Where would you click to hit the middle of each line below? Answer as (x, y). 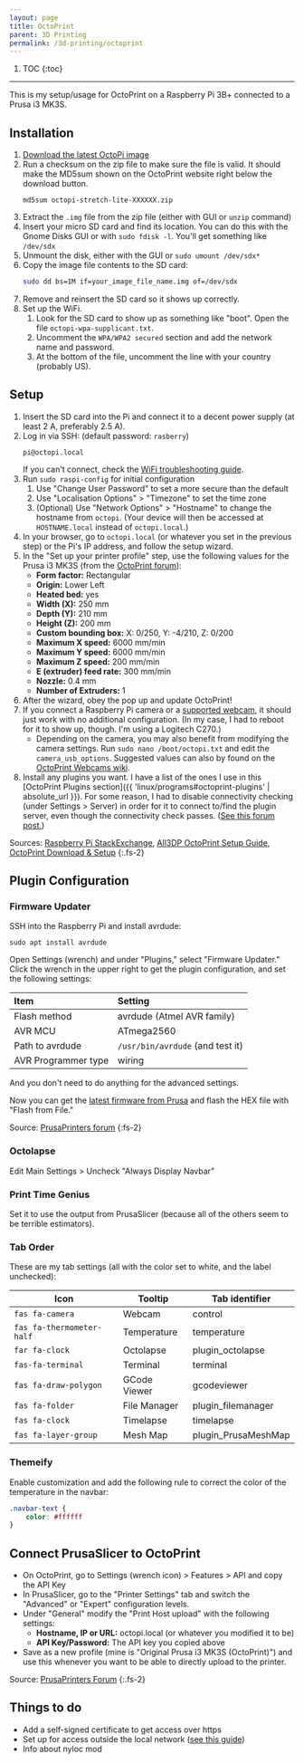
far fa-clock (42, 1351)
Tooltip (153, 1298)
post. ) (33, 825)
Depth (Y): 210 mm (71, 613)
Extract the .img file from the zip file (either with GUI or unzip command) (157, 217)
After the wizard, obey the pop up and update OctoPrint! (127, 700)
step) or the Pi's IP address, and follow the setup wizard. (128, 546)
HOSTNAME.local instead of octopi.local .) (112, 527)
